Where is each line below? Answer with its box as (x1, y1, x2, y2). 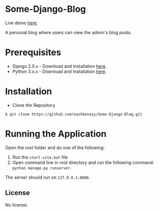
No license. (5, 202, 28, 208)
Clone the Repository (12, 102, 56, 108)
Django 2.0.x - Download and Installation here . (12, 63, 107, 69)
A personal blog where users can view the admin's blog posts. (5, 29, 132, 35)
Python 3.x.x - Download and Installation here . (12, 68, 107, 74)
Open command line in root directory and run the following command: (12, 159, 155, 165)
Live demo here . (5, 20, 39, 26)
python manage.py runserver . (12, 164, 72, 170)
